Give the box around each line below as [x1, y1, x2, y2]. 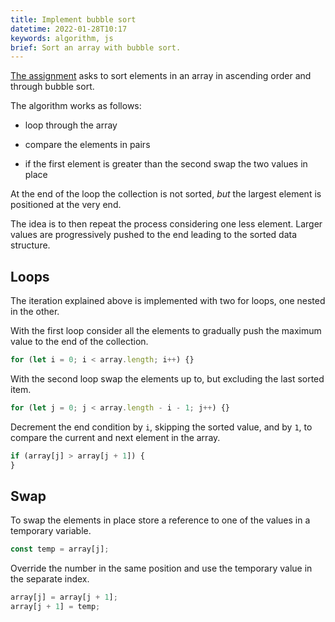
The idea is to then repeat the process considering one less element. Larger [10, 218, 323, 230]
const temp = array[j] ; [10, 544, 110, 555]
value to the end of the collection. [10, 336, 149, 348]
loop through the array [24, 119, 118, 131]
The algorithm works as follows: [10, 100, 142, 112]
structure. [10, 239, 51, 251]
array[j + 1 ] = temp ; [10, 602, 101, 612]
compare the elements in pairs [24, 139, 151, 151]
